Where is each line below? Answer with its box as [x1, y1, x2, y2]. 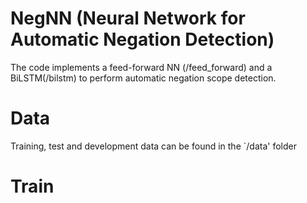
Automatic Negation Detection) [10, 28, 275, 51]
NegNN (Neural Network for [10, 7, 246, 30]
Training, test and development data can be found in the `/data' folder [10, 140, 297, 152]
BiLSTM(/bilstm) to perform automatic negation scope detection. [10, 72, 277, 84]
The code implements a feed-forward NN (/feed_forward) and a [10, 61, 273, 73]
